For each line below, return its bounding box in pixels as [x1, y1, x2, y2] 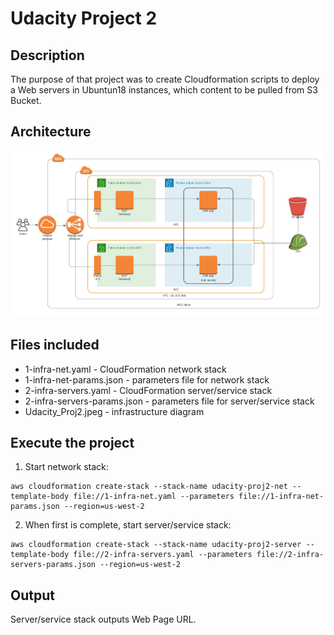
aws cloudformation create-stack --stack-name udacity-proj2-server [10, 540, 302, 550]
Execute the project [10, 435, 135, 452]
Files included [10, 337, 100, 354]
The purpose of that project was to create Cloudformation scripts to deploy [10, 73, 320, 85]
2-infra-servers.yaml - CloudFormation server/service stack [24, 384, 273, 396]
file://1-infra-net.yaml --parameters [73, 492, 235, 502]
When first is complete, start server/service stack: [24, 519, 232, 531]
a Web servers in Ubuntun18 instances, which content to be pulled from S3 [10, 84, 318, 96]
